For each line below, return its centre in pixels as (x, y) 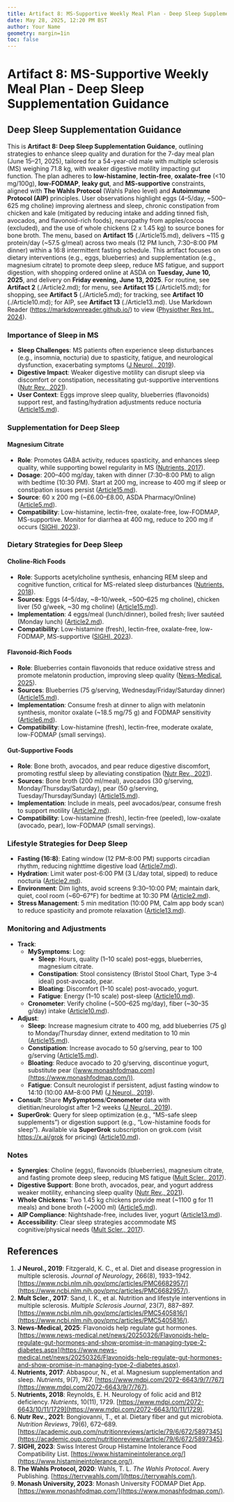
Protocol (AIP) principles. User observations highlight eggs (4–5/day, (107, 198)
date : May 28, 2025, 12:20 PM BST (57, 20)
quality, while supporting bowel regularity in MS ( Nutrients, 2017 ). (111, 467)
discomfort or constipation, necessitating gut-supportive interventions (118, 380)
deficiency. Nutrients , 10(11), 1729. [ (68, 1401)
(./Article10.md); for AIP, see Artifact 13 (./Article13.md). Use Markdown (110, 302)
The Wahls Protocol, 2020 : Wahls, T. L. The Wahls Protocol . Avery (113, 1468)
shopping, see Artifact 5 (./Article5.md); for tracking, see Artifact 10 (106, 295)
